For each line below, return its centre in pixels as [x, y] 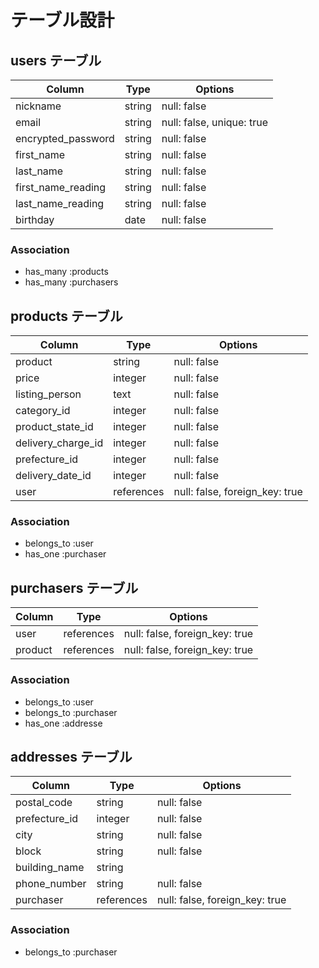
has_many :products [66, 272]
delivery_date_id [53, 476]
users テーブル [56, 60]
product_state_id [54, 427]
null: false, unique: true [214, 122]
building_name [50, 868]
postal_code [44, 803]
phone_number [51, 884]
